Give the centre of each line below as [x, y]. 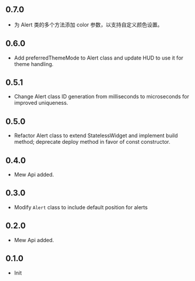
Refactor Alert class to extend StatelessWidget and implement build [96, 135]
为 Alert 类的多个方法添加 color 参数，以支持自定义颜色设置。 [88, 24]
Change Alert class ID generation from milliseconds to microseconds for [102, 97]
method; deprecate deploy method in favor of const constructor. [92, 142]
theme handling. [34, 64]
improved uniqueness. [41, 103]
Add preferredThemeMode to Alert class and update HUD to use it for [99, 58]
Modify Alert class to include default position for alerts [81, 207]
